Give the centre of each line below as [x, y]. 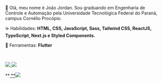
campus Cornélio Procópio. [33, 18]
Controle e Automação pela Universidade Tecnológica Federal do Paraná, [81, 13]
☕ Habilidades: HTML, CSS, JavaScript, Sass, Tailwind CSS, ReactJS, [78, 28]
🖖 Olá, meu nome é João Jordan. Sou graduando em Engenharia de [75, 8]
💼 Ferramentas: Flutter [29, 45]
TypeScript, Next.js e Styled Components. [50, 35]
